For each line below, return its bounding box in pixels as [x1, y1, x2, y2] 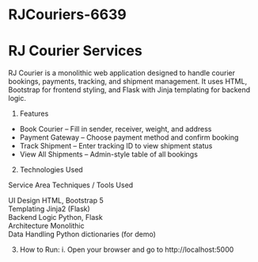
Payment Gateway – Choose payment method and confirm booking [19, 133, 239, 142]
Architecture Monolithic [8, 221, 85, 231]
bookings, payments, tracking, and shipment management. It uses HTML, [8, 77, 248, 87]
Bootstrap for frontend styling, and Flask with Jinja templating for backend [8, 85, 251, 94]
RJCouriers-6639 [8, 6, 127, 24]
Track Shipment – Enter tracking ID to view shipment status [19, 141, 213, 151]
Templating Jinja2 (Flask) [8, 204, 91, 214]
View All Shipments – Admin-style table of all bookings [19, 149, 198, 160]
